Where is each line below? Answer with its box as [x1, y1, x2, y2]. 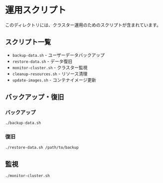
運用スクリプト [5, 4, 67, 16]
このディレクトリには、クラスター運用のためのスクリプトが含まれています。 [5, 22, 161, 28]
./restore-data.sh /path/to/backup [5, 145, 79, 150]
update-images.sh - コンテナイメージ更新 [12, 77, 96, 83]
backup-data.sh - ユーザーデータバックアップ [12, 52, 105, 58]
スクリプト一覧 [5, 38, 51, 46]
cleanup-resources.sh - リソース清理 [12, 71, 88, 77]
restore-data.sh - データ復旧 [12, 58, 73, 64]
